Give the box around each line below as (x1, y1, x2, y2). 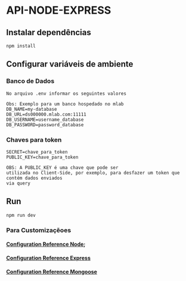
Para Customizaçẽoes (6, 226, 72, 234)
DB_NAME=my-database (6, 106, 58, 112)
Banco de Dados (6, 77, 55, 85)
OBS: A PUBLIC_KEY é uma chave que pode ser (6, 164, 119, 170)
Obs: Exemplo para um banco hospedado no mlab (6, 101, 124, 107)
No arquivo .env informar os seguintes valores (6, 90, 127, 96)
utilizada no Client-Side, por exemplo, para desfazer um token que (6, 170, 180, 176)
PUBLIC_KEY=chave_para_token (6, 154, 79, 160)
